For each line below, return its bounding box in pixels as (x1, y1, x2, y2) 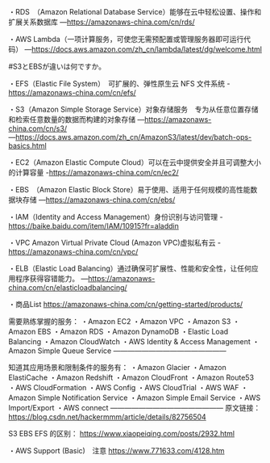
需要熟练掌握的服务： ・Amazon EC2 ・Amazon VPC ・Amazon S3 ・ (8, 317, 240, 326)
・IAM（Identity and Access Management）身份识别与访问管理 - (8, 213, 223, 221)
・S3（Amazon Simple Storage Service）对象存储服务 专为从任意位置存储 (8, 104, 259, 114)
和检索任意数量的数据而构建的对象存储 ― (8, 115, 145, 124)
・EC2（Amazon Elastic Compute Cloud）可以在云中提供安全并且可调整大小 (8, 158, 262, 167)
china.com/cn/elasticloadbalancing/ (8, 283, 127, 293)
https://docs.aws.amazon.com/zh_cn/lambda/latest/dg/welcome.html (31, 44, 262, 54)
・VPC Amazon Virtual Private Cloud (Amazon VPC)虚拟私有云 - (8, 238, 222, 247)
